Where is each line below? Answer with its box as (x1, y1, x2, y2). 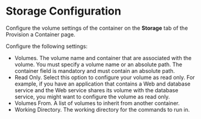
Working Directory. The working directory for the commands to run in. (14, 106, 190, 113)
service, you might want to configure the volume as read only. (14, 93, 170, 100)
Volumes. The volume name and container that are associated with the (14, 54, 192, 61)
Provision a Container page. (5, 30, 76, 38)
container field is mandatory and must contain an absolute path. (14, 67, 175, 74)
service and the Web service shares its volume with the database (14, 86, 178, 93)
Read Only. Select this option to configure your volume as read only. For (14, 73, 196, 81)
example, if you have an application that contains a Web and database (14, 80, 191, 87)
